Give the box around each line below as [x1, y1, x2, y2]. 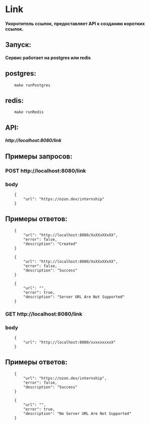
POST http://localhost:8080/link [5, 167, 87, 174]
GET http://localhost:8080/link [5, 310, 83, 317]
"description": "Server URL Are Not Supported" [23, 294, 125, 299]
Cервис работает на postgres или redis [5, 55, 91, 61]
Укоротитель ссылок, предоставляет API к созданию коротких [5, 20, 145, 26]
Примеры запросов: [5, 152, 73, 161]
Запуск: [5, 40, 32, 49]
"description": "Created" [23, 241, 78, 246]
